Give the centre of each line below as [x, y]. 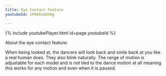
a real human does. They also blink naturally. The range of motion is [75, 57]
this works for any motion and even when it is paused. [61, 68]
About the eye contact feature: [37, 42]
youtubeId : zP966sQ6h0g [30, 14]
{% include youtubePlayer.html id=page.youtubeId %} [61, 33]
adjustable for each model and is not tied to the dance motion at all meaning [83, 63]
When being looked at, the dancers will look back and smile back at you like [83, 52]
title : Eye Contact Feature [34, 10]
